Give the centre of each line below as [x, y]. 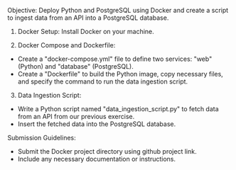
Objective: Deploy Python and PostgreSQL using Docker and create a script [118, 10]
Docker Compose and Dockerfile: [66, 45]
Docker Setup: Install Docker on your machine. [86, 32]
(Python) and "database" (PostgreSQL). [75, 66]
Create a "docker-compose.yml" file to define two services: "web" [115, 59]
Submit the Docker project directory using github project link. [107, 151]
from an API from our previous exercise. [76, 117]
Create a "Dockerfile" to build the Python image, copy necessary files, [120, 74]
